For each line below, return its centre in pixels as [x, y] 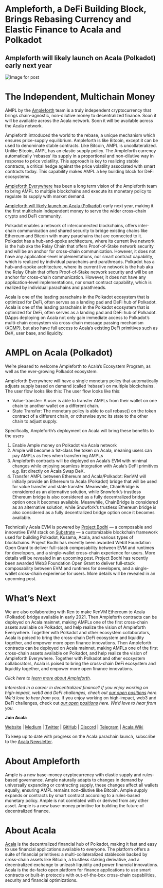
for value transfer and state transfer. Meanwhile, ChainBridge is [76, 486]
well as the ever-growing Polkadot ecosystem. [52, 371]
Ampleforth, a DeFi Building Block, [76, 9]
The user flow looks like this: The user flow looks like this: [63, 391]
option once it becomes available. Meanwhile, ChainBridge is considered [85, 502]
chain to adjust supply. [35, 421]
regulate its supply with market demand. [45, 196]
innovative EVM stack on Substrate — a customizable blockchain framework [81, 532]
